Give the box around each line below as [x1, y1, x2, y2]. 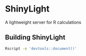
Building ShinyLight [5, 33, 66, 42]
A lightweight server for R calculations [5, 19, 82, 25]
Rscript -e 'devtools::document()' [5, 46, 77, 51]
